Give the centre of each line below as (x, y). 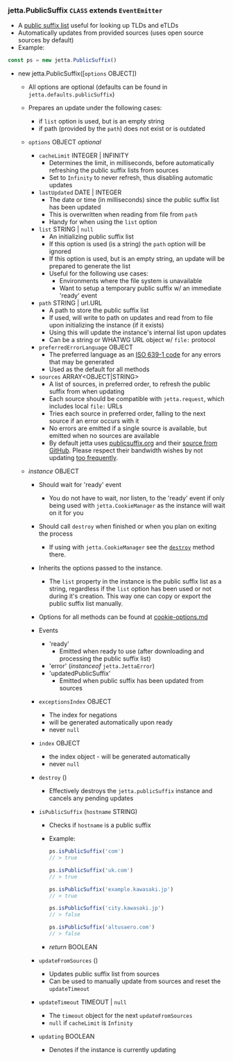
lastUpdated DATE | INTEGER (80, 192)
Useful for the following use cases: (98, 273)
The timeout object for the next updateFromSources (121, 1015)
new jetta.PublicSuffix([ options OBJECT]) (77, 74)
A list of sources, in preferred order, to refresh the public (130, 384)
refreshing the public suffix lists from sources (114, 170)
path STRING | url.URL (70, 303)
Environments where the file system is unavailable (131, 281)
